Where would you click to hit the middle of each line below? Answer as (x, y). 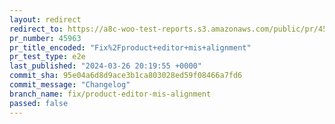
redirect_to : (36, 29)
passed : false (39, 103)
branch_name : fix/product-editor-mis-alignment (110, 94)
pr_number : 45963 (45, 38)
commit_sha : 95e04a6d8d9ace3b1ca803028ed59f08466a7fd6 (126, 76)
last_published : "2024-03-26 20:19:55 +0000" (105, 66)
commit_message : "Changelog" (70, 85)
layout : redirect (45, 19)
